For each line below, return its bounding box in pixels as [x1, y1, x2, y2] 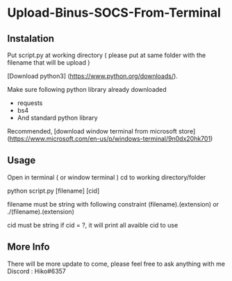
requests [17, 99, 43, 107]
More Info [7, 241, 50, 253]
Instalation [7, 33, 54, 45]
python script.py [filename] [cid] [7, 186, 100, 195]
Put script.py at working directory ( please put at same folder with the [7, 51, 206, 59]
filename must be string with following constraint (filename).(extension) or [7, 200, 219, 208]
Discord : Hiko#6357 [7, 266, 66, 275]
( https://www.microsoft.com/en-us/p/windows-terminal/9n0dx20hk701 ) [7, 134, 213, 143]
